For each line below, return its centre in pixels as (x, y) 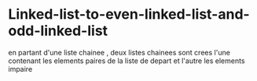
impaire (20, 69)
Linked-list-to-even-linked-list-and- (129, 14)
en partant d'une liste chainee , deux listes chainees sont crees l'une (119, 52)
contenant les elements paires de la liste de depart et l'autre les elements (127, 61)
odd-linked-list (58, 31)
